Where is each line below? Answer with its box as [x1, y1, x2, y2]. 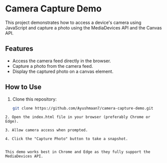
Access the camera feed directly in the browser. [12, 58, 111, 64]
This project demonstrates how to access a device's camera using [5, 19, 142, 25]
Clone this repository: [12, 96, 57, 102]
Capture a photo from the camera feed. [12, 63, 93, 69]
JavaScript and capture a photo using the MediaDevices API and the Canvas [5, 24, 162, 30]
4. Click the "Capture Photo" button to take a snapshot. [5, 137, 128, 142]
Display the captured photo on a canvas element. [12, 68, 114, 74]
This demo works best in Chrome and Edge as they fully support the [5, 150, 151, 155]
